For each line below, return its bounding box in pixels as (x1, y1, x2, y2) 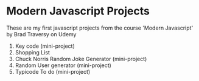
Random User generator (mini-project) (15, 62, 111, 69)
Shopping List (15, 48, 51, 56)
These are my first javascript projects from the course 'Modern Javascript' (6, 24, 194, 31)
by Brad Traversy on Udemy (6, 30, 77, 37)
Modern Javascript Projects (6, 4, 150, 18)
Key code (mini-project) (15, 42, 75, 50)
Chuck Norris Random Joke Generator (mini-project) (15, 55, 147, 62)
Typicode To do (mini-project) (15, 68, 91, 75)
